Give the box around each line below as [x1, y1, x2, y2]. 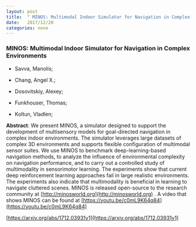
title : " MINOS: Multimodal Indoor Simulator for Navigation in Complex [6, 14, 191, 20]
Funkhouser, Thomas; [14, 99, 67, 106]
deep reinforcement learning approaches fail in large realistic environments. [6, 171, 190, 179]
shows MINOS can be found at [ [6, 196, 83, 204]
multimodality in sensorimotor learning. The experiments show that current [6, 165, 187, 172]
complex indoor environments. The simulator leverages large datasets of [6, 134, 182, 141]
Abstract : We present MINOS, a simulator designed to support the [6, 121, 166, 129]
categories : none [6, 25, 49, 31]
